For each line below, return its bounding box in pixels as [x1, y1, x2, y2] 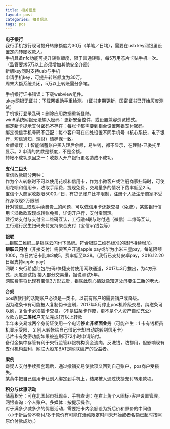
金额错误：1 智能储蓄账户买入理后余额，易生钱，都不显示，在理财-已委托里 [5, 142, 161, 148]
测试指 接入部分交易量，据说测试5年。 [22, 272, 103, 278]
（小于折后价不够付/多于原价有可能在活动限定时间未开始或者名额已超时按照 [5, 412, 162, 418]
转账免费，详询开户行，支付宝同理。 [40, 210, 116, 216]
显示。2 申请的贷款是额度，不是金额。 [5, 148, 85, 155]
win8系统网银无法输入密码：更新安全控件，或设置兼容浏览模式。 [5, 117, 140, 123]
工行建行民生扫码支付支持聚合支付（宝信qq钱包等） [5, 223, 113, 229]
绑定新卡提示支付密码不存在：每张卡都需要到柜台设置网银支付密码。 [5, 123, 147, 129]
